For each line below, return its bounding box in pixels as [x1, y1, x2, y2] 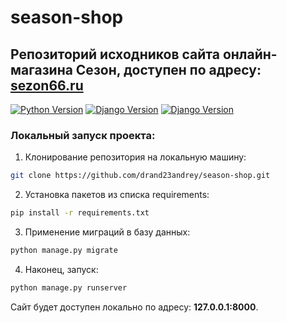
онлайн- [222, 46, 278, 63]
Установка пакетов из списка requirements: [24, 189, 210, 201]
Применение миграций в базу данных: [24, 226, 191, 238]
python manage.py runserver [10, 282, 128, 293]
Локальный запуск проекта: [10, 128, 156, 142]
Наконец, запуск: [24, 263, 99, 275]
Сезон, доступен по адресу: [75, 61, 262, 78]
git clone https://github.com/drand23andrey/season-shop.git [10, 171, 271, 181]
